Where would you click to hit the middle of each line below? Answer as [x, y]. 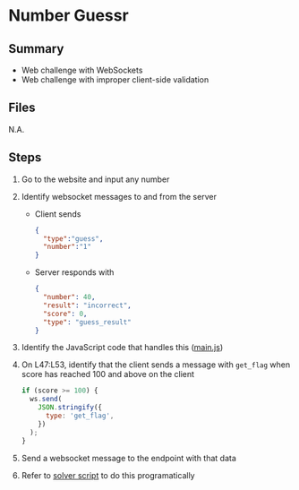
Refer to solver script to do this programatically [108, 475]
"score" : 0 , [65, 314]
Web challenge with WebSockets [82, 70]
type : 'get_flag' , [80, 416]
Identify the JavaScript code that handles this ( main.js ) [122, 348]
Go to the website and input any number [95, 179]
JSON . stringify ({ [70, 408]
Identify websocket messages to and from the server [119, 196]
